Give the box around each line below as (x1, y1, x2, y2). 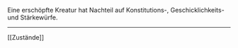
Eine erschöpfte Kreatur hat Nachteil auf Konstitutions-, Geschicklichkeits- (7, 6, 225, 14)
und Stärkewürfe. (7, 13, 58, 22)
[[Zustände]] (7, 33, 45, 41)
